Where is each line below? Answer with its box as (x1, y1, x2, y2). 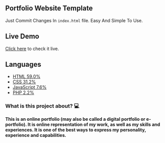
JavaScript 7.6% (12, 84, 47, 90)
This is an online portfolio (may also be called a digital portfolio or (5, 116, 146, 122)
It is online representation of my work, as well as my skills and (27, 121, 160, 127)
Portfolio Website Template (5, 4, 93, 13)
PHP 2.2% (12, 89, 34, 96)
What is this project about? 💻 (5, 103, 79, 110)
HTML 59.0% (12, 73, 40, 80)
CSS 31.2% (12, 79, 36, 85)
